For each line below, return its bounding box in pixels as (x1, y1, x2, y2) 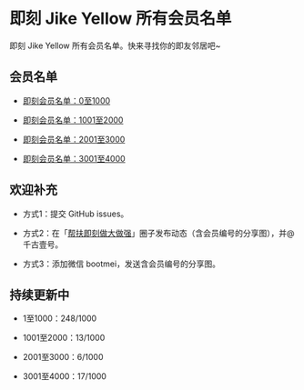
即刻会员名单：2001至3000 (22, 134, 126, 145)
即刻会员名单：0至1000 (22, 95, 111, 105)
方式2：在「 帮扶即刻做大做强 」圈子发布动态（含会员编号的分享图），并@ (22, 227, 295, 238)
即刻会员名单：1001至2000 (22, 115, 124, 125)
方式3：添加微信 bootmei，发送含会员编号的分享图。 (22, 258, 221, 269)
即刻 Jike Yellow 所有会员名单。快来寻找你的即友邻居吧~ (9, 40, 221, 51)
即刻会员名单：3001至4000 (22, 153, 126, 164)
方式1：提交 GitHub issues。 (22, 208, 129, 219)
